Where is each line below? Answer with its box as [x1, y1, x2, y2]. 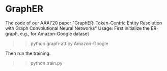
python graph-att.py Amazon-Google [30, 40, 108, 46]
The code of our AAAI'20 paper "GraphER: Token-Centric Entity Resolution [5, 20, 162, 26]
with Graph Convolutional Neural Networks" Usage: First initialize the [5, 25, 150, 31]
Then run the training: [5, 50, 51, 56]
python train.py [30, 60, 63, 66]
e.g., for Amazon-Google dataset [20, 30, 89, 37]
